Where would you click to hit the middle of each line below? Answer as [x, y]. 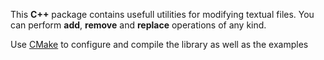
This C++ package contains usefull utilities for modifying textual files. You [162, 14]
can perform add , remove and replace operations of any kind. [138, 25]
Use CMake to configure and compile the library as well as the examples [159, 44]
